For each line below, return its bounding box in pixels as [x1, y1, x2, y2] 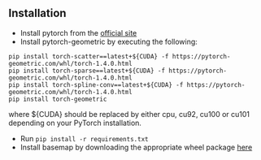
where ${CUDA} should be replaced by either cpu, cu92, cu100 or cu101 [8, 109, 250, 119]
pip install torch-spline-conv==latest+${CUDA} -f [8, 80, 184, 89]
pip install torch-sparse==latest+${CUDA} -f [8, 67, 165, 75]
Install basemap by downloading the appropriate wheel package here [20, 142, 253, 152]
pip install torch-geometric [8, 95, 107, 103]
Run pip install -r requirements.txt [20, 133, 149, 143]
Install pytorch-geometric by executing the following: [20, 37, 198, 46]
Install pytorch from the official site [20, 28, 137, 37]
